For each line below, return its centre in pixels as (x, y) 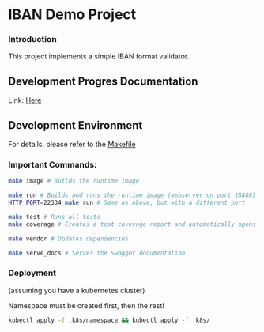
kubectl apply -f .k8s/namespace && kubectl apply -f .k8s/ (109, 320)
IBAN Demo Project (72, 15)
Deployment (32, 273)
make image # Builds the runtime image (74, 181)
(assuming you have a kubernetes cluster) (77, 290)
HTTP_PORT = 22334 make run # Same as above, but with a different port (127, 203)
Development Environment (75, 125)
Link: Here (25, 100)
